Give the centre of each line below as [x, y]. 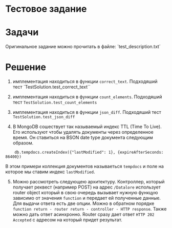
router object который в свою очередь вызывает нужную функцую [85, 193]
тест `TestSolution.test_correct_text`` [51, 87]
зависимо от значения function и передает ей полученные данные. [87, 198]
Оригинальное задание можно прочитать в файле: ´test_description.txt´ [83, 47]
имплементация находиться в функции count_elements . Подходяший [87, 97]
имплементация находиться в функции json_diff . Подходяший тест [87, 112]
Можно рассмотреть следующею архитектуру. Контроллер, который [89, 182]
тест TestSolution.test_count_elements [55, 102]
